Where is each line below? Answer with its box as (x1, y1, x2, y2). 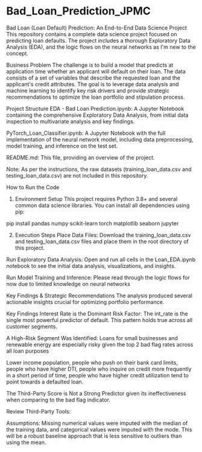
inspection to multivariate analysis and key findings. (6, 117, 135, 125)
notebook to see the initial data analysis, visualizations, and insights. (6, 262, 176, 269)
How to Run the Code (6, 184, 60, 191)
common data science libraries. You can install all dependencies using (14, 202, 190, 209)
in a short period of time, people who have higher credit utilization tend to (6, 371, 189, 379)
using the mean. (6, 438, 46, 446)
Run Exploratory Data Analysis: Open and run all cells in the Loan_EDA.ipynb (6, 256, 196, 263)
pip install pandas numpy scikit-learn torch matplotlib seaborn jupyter (6, 220, 179, 227)
